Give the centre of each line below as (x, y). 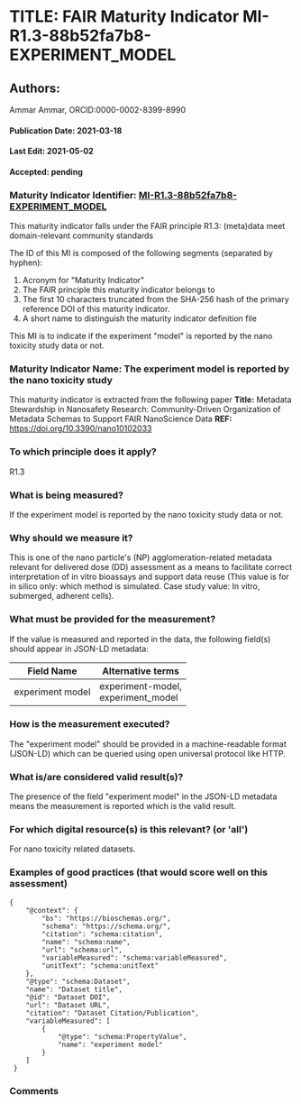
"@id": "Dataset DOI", (68, 997)
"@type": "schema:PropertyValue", (122, 1036)
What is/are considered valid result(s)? (96, 777)
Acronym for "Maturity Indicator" (83, 281)
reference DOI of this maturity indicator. (96, 309)
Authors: (35, 88)
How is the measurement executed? (90, 724)
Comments (34, 1090)
